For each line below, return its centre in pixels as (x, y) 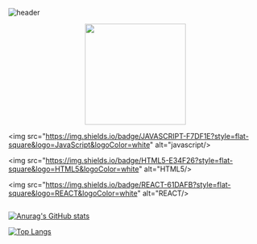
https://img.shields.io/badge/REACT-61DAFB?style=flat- (138, 185)
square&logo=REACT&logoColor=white (73, 193)
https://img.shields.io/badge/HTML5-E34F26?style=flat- (139, 160)
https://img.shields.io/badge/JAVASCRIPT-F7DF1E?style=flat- (147, 136)
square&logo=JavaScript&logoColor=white (79, 145)
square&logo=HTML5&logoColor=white (74, 169)
